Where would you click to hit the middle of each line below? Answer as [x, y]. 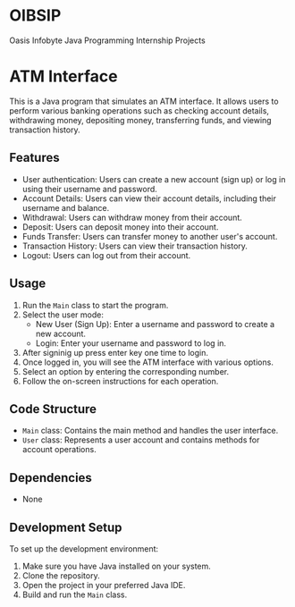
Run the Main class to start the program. [95, 305]
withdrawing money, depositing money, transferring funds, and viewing [140, 120]
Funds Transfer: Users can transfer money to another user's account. [150, 236]
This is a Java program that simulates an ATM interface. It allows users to [144, 101]
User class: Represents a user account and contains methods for [141, 440]
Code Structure [53, 409]
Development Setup [66, 527]
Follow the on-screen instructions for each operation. [120, 381]
